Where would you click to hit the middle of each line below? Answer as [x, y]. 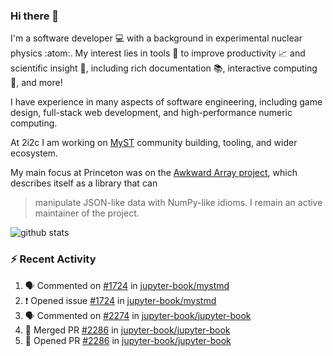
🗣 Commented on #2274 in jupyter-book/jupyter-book [138, 315]
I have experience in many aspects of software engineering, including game [166, 102]
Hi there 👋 [35, 16]
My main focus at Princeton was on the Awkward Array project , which [154, 173]
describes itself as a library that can [84, 183]
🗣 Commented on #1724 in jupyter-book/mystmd [127, 285]
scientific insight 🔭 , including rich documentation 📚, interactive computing [164, 68]
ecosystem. [34, 153]
